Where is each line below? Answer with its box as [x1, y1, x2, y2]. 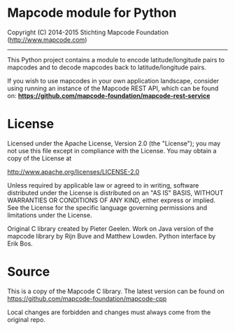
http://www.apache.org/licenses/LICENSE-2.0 [7, 167, 140, 176]
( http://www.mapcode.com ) [7, 35, 87, 43]
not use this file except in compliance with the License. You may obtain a [7, 146, 217, 155]
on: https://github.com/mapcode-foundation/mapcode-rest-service [7, 91, 211, 99]
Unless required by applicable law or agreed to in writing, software [7, 181, 199, 190]
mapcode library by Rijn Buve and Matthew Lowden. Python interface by [7, 232, 216, 240]
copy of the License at [7, 154, 72, 162]
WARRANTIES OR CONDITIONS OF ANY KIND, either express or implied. [7, 196, 215, 204]
